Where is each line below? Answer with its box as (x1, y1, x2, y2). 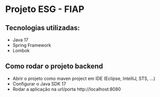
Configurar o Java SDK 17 (12, 80, 67, 86)
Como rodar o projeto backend (5, 62, 103, 71)
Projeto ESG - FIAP (5, 4, 85, 15)
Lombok (12, 48, 30, 53)
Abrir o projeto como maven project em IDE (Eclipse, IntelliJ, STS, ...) (12, 75, 155, 81)
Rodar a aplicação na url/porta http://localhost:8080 (12, 86, 121, 92)
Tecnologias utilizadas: (5, 24, 80, 32)
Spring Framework (12, 42, 51, 48)
